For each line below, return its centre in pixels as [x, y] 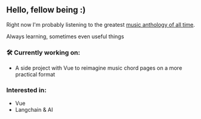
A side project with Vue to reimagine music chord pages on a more [98, 68]
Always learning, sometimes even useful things [65, 36]
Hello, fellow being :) [46, 10]
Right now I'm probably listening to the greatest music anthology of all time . [101, 24]
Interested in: [26, 90]
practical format [35, 75]
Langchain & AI [34, 110]
